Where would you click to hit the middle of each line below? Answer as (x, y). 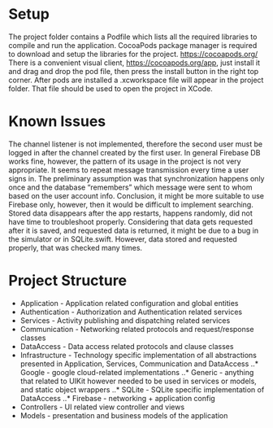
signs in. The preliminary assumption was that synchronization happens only (136, 178)
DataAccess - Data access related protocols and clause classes (127, 346)
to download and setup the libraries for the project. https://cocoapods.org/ (133, 54)
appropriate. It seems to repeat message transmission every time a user (129, 170)
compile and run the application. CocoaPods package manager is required (133, 45)
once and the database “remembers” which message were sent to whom (131, 187)
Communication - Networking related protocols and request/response (137, 329)
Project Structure (68, 281)
